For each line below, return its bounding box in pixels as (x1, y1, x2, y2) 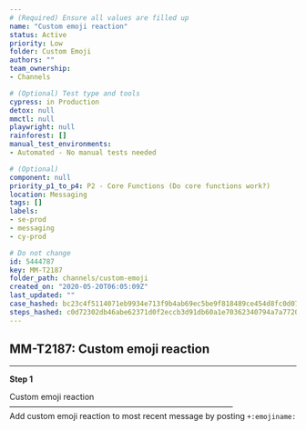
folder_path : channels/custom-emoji (9, 274, 148, 283)
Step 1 (9, 374, 34, 385)
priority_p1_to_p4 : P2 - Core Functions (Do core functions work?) (9, 181, 271, 191)
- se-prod (9, 215, 47, 225)
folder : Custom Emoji (9, 47, 92, 56)
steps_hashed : (9, 307, 64, 316)
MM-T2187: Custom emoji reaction (9, 342, 210, 357)
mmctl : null (9, 115, 55, 124)
